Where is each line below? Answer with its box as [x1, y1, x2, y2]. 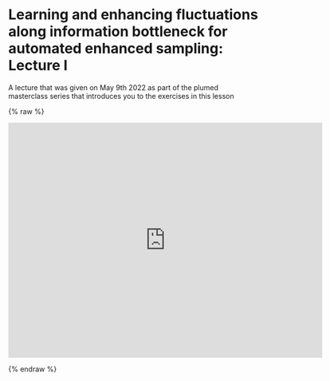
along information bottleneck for [8, 22, 228, 41]
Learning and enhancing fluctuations [8, 6, 259, 24]
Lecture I [8, 57, 68, 75]
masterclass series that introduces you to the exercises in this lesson [8, 91, 234, 100]
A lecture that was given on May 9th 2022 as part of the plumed [8, 82, 219, 92]
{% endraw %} [8, 364, 57, 374]
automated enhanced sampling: [8, 40, 224, 57]
